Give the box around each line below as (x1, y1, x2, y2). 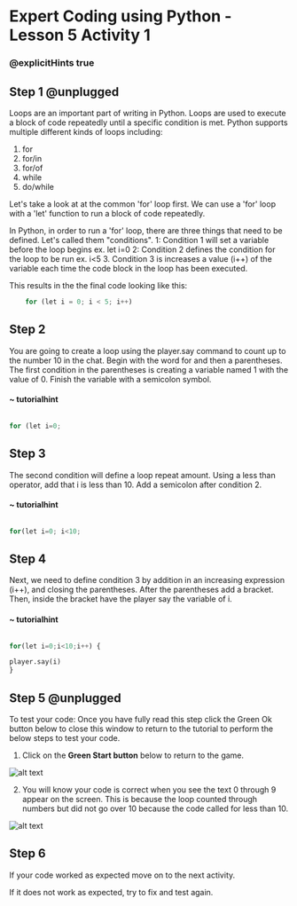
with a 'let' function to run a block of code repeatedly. (9, 208, 206, 218)
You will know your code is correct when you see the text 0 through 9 (21, 784, 277, 795)
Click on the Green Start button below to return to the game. (21, 750, 245, 760)
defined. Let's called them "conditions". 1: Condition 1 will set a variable (9, 234, 270, 245)
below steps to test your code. (9, 733, 121, 744)
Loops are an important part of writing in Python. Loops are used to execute (9, 107, 286, 118)
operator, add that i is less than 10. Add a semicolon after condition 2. (9, 479, 262, 490)
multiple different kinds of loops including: (9, 126, 163, 137)
